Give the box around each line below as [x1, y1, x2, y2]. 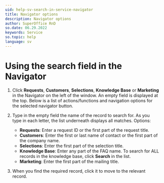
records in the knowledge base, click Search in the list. [19, 153, 131, 159]
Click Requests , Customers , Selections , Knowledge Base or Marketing [12, 87, 159, 93]
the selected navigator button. [12, 103, 74, 109]
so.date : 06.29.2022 [5, 26, 48, 30]
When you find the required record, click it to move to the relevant [12, 168, 146, 174]
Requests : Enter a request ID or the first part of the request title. [19, 127, 150, 133]
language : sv [5, 39, 32, 44]
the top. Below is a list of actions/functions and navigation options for [12, 97, 153, 103]
